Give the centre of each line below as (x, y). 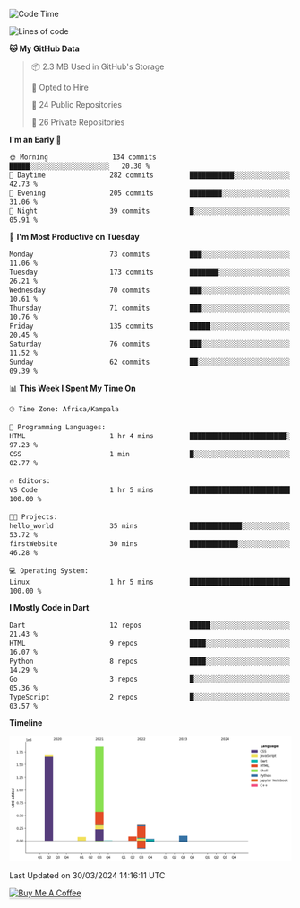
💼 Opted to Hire (60, 87)
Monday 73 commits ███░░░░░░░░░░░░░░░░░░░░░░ (150, 254)
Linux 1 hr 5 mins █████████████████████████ (150, 582)
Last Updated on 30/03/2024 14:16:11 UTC (87, 876)
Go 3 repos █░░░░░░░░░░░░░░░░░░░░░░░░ (150, 679)
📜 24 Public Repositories (77, 105)
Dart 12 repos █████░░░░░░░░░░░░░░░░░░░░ (150, 625)
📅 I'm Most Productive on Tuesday (75, 237)
